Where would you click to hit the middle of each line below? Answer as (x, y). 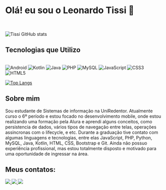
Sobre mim (23, 99)
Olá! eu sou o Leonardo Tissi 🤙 (70, 10)
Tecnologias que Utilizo (43, 50)
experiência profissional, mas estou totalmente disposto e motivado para (81, 148)
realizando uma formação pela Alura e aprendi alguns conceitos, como (79, 121)
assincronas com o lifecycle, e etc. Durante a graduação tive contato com (82, 132)
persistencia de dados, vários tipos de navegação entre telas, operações (81, 127)
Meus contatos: (31, 170)
